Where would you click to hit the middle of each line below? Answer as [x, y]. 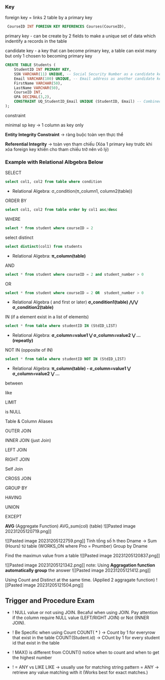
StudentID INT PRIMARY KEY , [42, 70]
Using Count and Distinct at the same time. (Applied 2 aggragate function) [80, 580]
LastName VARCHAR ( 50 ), [37, 88]
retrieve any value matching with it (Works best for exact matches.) [80, 673]
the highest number [32, 658]
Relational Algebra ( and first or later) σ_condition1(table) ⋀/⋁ [75, 302]
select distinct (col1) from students [44, 246]
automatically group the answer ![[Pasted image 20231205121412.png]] [78, 570]
